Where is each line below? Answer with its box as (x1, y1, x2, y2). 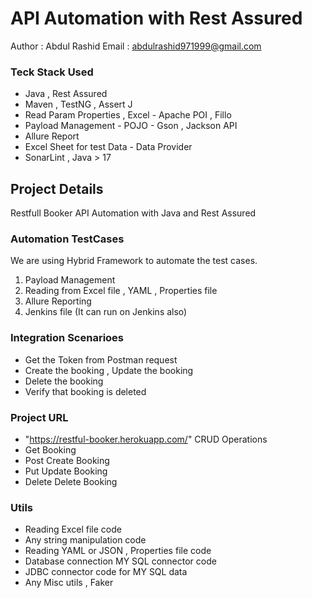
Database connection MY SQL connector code (24, 555, 217, 567)
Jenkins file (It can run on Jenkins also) (24, 306, 188, 318)
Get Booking (24, 443, 77, 456)
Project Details (10, 180, 104, 197)
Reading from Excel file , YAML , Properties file (24, 285, 218, 297)
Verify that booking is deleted (24, 385, 147, 397)
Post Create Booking (24, 454, 110, 466)
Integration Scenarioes (10, 331, 125, 345)
